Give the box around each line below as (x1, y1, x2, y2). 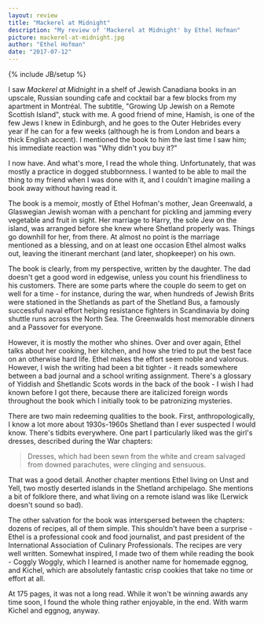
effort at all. (8, 574, 46, 583)
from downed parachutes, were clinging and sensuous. (27, 460, 207, 469)
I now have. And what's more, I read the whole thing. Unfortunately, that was (8, 159, 256, 167)
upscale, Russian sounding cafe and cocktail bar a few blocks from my (8, 93, 237, 102)
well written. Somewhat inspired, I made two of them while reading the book (8, 549, 255, 558)
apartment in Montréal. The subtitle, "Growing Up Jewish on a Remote (8, 101, 236, 111)
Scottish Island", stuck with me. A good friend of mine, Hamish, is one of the (8, 110, 255, 119)
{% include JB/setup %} (8, 70, 86, 79)
